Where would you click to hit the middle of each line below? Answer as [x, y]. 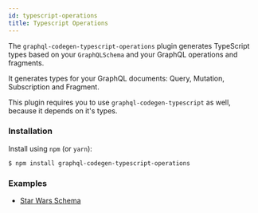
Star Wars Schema [50, 201]
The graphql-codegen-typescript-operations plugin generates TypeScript [129, 45]
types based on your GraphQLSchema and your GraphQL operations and [123, 54]
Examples [28, 183]
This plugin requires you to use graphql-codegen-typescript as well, [119, 102]
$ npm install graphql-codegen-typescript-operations [100, 163]
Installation [31, 131]
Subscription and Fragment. [54, 87]
